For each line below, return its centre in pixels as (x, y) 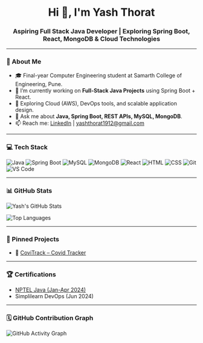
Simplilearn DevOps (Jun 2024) (54, 296)
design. (24, 110)
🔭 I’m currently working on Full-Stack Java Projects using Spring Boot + (105, 90)
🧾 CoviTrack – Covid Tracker (50, 252)
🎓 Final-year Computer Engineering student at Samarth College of (98, 75)
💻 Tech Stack (27, 147)
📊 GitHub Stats (29, 191)
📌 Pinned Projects (33, 239)
